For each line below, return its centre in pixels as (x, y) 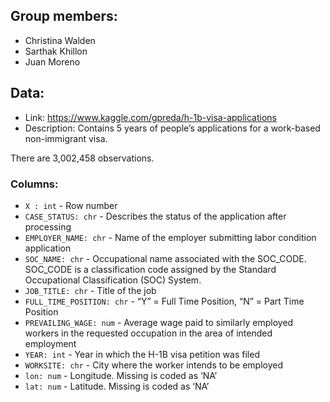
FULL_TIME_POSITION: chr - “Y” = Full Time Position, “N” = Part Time (164, 301)
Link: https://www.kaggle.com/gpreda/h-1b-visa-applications (150, 117)
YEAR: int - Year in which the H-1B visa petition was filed (142, 354)
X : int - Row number (71, 205)
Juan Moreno (52, 61)
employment (50, 343)
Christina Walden (60, 40)
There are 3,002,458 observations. (82, 158)
